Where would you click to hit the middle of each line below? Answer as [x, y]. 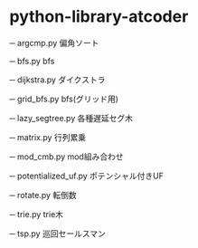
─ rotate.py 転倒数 [43, 195]
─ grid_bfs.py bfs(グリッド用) [64, 99]
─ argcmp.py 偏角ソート [54, 43]
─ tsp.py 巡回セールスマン [57, 234]
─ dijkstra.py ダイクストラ [57, 80]
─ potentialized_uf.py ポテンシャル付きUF [87, 176]
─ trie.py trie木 [37, 214]
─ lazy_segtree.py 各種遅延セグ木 [71, 118]
